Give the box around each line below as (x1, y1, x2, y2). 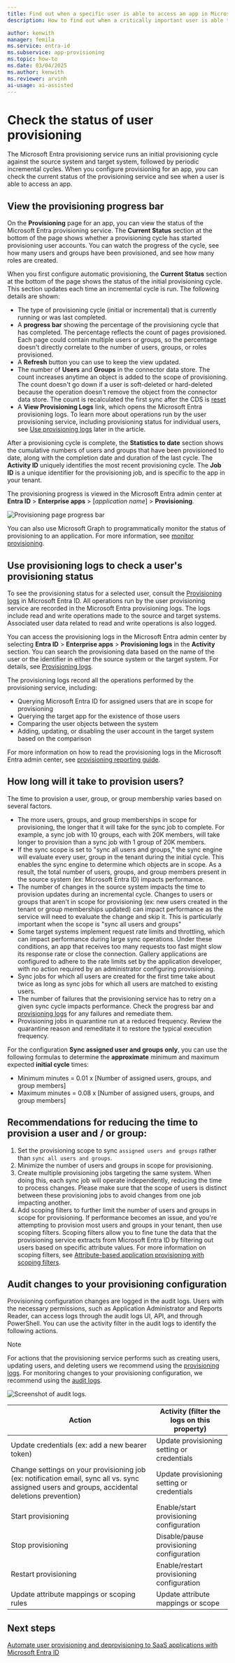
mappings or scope (156, 1598, 220, 1608)
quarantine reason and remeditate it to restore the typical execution (17, 1024, 212, 1033)
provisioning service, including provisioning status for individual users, (17, 418, 221, 426)
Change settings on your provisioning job (10, 1465, 146, 1475)
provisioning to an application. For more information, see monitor (7, 531, 194, 541)
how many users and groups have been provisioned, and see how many (7, 249, 215, 257)
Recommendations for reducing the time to (7, 1117, 198, 1129)
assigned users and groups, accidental (10, 1483, 138, 1492)
